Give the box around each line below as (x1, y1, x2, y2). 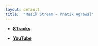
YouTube (12, 35, 32, 41)
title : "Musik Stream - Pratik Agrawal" (5, 12, 94, 17)
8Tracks (12, 25, 31, 31)
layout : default (5, 7, 40, 12)
